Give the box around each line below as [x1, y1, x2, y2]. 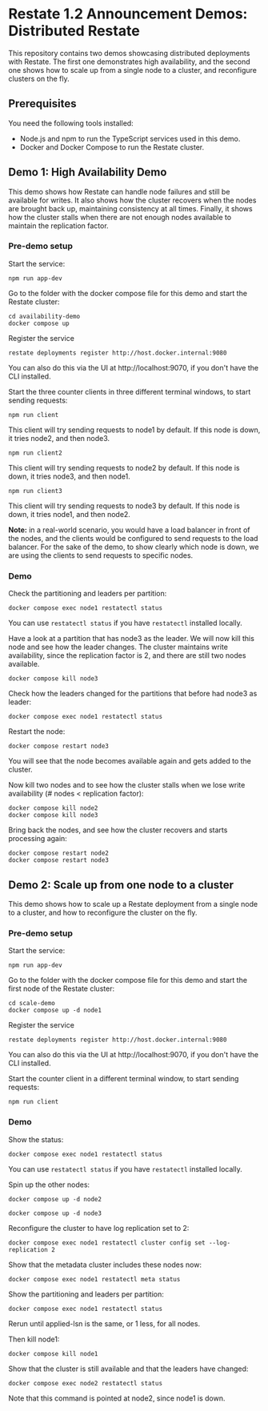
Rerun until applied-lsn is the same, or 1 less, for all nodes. [8, 1318, 201, 1329]
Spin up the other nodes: [8, 1180, 90, 1189]
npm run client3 [8, 487, 62, 495]
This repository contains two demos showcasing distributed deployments [8, 48, 250, 58]
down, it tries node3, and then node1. [8, 471, 130, 481]
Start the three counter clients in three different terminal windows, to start [8, 387, 251, 396]
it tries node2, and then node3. [8, 433, 110, 443]
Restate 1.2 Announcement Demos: [8, 5, 248, 23]
